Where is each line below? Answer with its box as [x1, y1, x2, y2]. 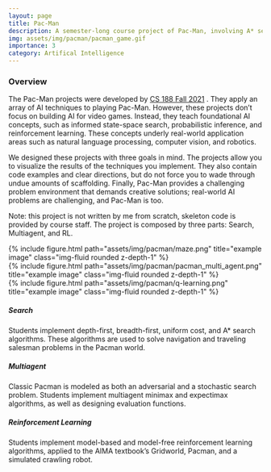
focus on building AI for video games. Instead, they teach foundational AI [8, 111, 251, 121]
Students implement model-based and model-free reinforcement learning [8, 437, 252, 448]
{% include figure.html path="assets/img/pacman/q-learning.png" [8, 278, 228, 288]
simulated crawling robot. [8, 455, 93, 465]
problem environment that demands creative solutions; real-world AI [8, 187, 236, 197]
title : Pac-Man [8, 19, 60, 27]
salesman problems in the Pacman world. [8, 343, 146, 353]
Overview [8, 76, 48, 87]
